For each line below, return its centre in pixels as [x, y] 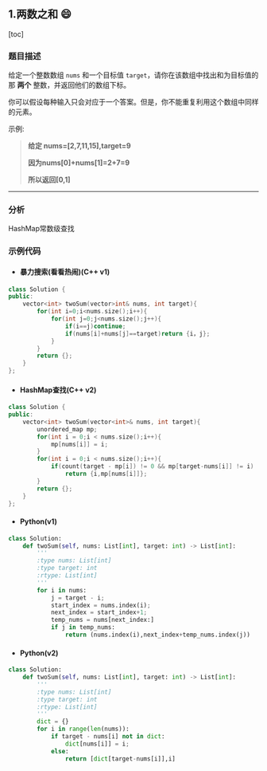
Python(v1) [38, 521]
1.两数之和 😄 [40, 14]
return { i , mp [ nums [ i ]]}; [106, 474]
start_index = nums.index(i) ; [101, 605]
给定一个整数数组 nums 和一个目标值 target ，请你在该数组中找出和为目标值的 [133, 75]
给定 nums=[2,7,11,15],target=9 [79, 146]
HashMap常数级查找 [42, 229]
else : [60, 751]
